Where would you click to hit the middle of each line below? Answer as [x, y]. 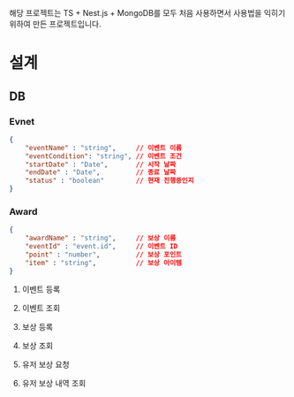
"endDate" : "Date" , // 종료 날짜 [101, 172]
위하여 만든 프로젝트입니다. [55, 24]
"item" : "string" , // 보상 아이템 [104, 263]
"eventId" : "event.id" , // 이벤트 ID [102, 247]
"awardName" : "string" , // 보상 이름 [101, 238]
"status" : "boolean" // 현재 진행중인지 [109, 181]
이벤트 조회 [41, 308]
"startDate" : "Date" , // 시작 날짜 [101, 164]
